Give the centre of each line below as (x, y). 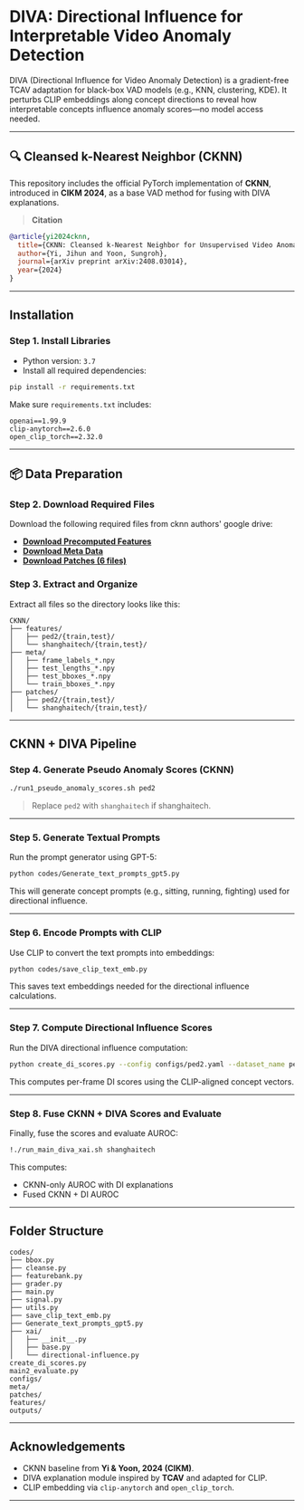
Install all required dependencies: (84, 370)
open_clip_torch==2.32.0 (56, 436)
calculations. (33, 996)
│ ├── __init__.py (48, 1339)
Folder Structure (57, 1232)
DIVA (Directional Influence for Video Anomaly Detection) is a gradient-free (149, 80)
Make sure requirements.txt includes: (81, 404)
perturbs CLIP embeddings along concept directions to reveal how (133, 99)
